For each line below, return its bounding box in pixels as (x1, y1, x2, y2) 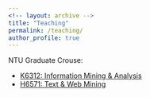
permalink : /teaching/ (8, 26, 83, 34)
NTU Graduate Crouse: (8, 56, 83, 65)
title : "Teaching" (8, 19, 69, 27)
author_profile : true (8, 33, 80, 42)
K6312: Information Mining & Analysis (19, 71, 142, 80)
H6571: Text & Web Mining (19, 80, 106, 89)
